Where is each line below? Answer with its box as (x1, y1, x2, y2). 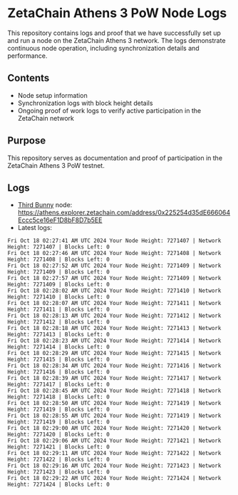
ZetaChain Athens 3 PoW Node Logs (7, 5, 227, 21)
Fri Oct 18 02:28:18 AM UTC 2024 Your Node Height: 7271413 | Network (7, 325, 222, 332)
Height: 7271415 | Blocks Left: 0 (7, 356, 110, 364)
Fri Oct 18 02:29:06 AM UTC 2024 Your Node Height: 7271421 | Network (7, 437, 222, 444)
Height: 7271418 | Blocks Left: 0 (7, 394, 110, 401)
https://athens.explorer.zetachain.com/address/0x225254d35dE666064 (17, 209, 230, 217)
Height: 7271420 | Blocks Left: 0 (7, 431, 110, 439)
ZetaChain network (17, 114, 75, 122)
